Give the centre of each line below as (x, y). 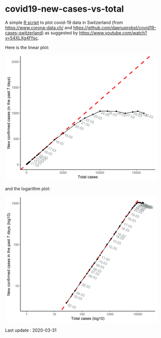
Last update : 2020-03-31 (31, 330)
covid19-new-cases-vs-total (64, 9)
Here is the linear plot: (27, 47)
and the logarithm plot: (28, 189)
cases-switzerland (24, 33)
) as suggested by (60, 33)
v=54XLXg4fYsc (21, 38)
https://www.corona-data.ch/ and (39, 27)
